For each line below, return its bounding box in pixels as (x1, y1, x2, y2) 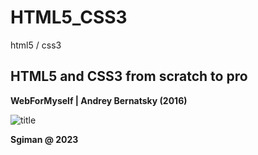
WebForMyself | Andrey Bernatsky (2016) (10, 94, 188, 106)
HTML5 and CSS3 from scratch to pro (10, 68, 248, 85)
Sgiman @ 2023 (10, 133, 79, 145)
